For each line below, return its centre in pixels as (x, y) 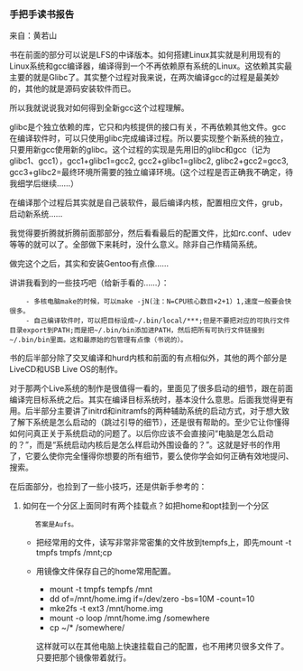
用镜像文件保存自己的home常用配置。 (106, 572)
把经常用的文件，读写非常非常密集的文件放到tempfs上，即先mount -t (164, 543)
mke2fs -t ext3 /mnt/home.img (106, 609)
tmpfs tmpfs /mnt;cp (74, 553)
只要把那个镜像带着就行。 (83, 657)
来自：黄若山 (33, 36)
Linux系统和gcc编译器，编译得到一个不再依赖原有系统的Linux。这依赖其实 (147, 66)
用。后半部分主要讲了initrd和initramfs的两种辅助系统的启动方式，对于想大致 (150, 411)
